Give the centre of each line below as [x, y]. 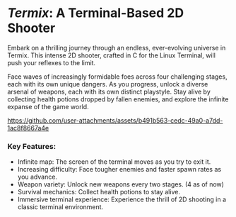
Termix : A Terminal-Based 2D [96, 13]
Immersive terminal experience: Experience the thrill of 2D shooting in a [122, 199]
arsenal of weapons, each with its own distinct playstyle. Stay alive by [109, 91]
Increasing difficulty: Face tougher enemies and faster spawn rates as [119, 169]
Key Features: [32, 146]
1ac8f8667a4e [28, 128]
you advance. [37, 177]
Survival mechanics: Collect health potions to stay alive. [99, 192]
